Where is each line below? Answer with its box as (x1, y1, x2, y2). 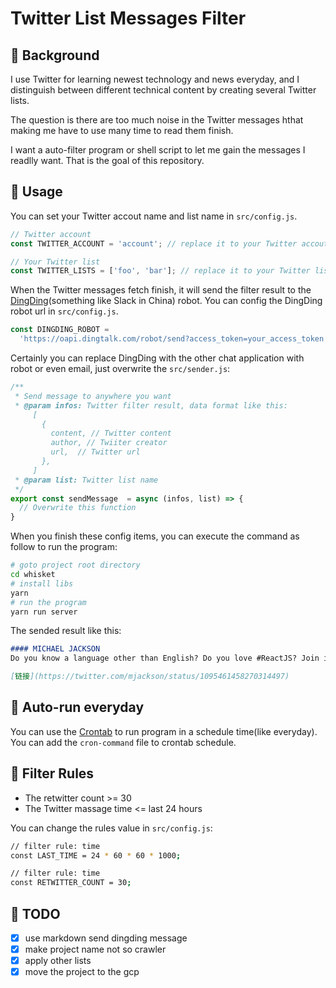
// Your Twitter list (10, 257, 101, 267)
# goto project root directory (10, 560, 141, 571)
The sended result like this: (10, 625, 122, 637)
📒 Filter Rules (10, 765, 95, 782)
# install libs (10, 578, 74, 589)
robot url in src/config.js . (10, 305, 119, 317)
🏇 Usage (10, 183, 63, 201)
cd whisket (10, 570, 56, 580)
